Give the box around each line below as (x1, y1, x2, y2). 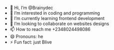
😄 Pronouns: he (9, 33, 43, 39)
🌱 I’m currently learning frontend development (9, 15, 105, 21)
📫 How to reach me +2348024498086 (9, 26, 91, 32)
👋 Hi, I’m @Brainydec (9, 5, 53, 10)
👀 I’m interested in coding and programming (9, 10, 101, 16)
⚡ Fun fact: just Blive (9, 39, 52, 45)
